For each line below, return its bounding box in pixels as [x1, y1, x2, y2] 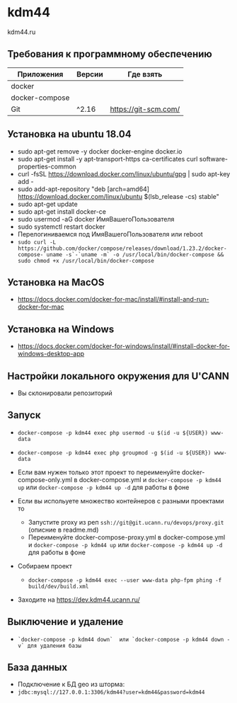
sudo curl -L [17, 239, 57, 246]
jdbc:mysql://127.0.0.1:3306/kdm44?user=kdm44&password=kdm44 [17, 689, 205, 696]
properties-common [17, 162, 76, 171]
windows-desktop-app [17, 350, 85, 358]
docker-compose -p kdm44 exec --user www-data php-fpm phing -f [28, 576, 222, 584]
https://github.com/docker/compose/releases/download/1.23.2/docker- [17, 245, 228, 252]
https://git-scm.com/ [110, 104, 180, 114]
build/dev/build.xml [28, 583, 89, 590]
